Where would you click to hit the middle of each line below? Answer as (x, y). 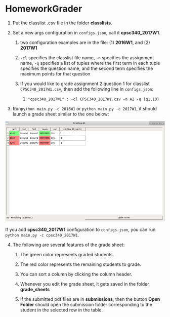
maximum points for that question (55, 73)
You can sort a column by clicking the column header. (76, 274)
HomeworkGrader (44, 9)
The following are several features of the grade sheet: (69, 245)
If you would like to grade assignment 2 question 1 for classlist (85, 84)
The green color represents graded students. (67, 254)
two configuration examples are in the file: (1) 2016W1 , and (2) (85, 42)
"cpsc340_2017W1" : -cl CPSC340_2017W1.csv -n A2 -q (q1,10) (93, 99)
